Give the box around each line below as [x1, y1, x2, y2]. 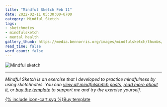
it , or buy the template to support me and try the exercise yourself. [5, 87, 142, 93]
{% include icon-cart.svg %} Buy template [5, 96, 91, 102]
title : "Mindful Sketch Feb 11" [5, 7, 72, 12]
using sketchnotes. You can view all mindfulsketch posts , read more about [5, 81, 158, 87]
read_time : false [5, 44, 41, 49]
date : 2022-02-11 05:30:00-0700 [5, 12, 72, 17]
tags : [5, 21, 16, 26]
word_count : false [5, 48, 43, 53]
